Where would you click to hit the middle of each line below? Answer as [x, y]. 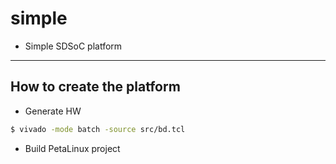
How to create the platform [95, 87]
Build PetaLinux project [72, 148]
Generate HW [53, 111]
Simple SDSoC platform [73, 46]
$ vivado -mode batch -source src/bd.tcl [98, 129]
